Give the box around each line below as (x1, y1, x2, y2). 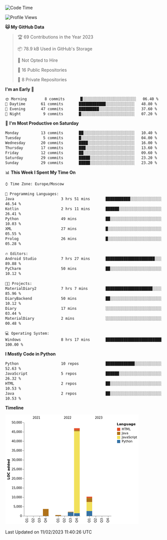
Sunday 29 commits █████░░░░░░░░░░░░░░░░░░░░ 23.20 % (5, 160, 157, 165)
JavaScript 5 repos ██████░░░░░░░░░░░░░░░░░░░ (5, 371, 162, 376)
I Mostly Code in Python (5, 351, 56, 357)
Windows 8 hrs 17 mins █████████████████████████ (5, 337, 162, 342)
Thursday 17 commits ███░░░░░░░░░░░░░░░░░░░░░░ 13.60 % (5, 145, 157, 150)
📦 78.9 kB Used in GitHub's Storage (17, 46, 93, 52)
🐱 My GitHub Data (5, 24, 45, 30)
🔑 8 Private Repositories (17, 77, 67, 82)
